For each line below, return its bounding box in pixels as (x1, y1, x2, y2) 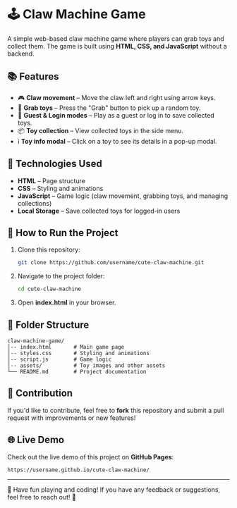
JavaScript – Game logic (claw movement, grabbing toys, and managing (17, 192, 228, 200)
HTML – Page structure (17, 176, 86, 185)
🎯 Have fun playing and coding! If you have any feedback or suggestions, (7, 485, 221, 494)
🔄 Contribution (7, 388, 73, 399)
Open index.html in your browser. (17, 298, 116, 307)
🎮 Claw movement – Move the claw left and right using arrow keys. (17, 93, 216, 101)
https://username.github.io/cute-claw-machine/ (7, 466, 150, 473)
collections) (17, 199, 52, 207)
